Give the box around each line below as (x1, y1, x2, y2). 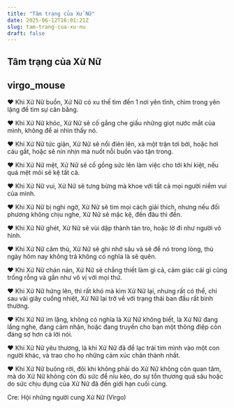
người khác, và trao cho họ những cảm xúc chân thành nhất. (7, 351, 181, 360)
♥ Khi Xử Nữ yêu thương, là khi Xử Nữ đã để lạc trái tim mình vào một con (7, 344, 220, 352)
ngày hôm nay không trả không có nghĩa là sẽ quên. (7, 253, 157, 261)
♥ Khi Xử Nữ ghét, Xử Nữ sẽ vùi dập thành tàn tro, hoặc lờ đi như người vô (7, 224, 221, 232)
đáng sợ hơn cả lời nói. (7, 330, 73, 339)
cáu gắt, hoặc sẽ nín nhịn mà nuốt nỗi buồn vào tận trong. (7, 148, 173, 156)
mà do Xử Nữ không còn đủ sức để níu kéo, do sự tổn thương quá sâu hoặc (7, 372, 224, 381)
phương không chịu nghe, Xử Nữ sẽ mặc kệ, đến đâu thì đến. (7, 211, 182, 219)
